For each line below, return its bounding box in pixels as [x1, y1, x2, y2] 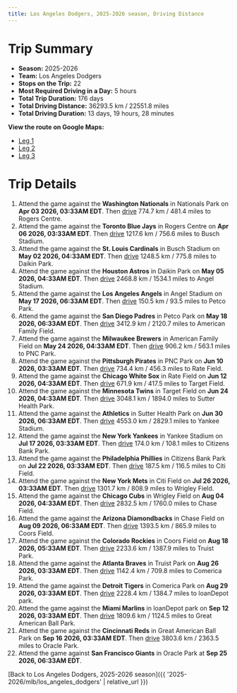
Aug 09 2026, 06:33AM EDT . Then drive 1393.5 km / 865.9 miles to [18, 521, 217, 529]
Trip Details [8, 176, 77, 192]
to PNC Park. [18, 349, 56, 357]
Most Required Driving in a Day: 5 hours [18, 86, 137, 95]
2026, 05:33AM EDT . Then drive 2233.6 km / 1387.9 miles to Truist [18, 544, 214, 552]
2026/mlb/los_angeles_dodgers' [8, 677, 102, 686]
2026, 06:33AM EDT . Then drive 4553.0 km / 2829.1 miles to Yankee [18, 417, 219, 425]
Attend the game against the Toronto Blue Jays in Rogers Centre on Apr [18, 221, 229, 230]
